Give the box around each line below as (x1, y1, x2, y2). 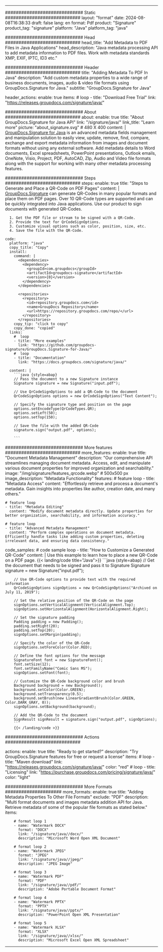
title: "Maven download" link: (5, 759, 63, 764)
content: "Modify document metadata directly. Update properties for (9, 509, 153, 514)
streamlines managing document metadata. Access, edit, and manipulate (5, 460, 151, 466)
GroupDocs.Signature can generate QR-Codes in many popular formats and (5, 191, 157, 196)
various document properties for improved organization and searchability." (5, 465, 154, 471)
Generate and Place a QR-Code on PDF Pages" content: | (5, 185, 120, 191)
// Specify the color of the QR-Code (14, 641, 90, 645)
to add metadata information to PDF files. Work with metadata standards (5, 50, 149, 56)
